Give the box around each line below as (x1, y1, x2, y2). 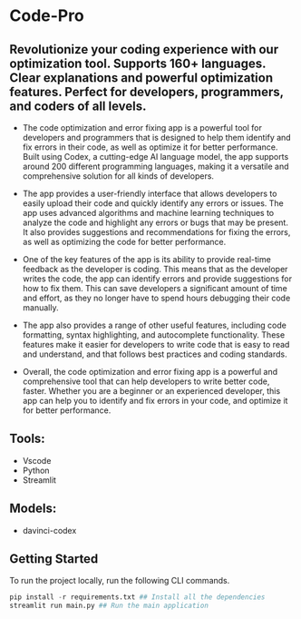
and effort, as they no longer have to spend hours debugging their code (22, 292, 291, 303)
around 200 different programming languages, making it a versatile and (22, 161, 289, 172)
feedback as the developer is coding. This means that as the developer (22, 264, 288, 274)
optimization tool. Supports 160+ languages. (9, 55, 267, 71)
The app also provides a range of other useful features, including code (22, 319, 287, 330)
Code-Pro (9, 5, 84, 26)
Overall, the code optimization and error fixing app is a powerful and (22, 367, 278, 377)
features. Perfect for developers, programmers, (9, 84, 284, 100)
